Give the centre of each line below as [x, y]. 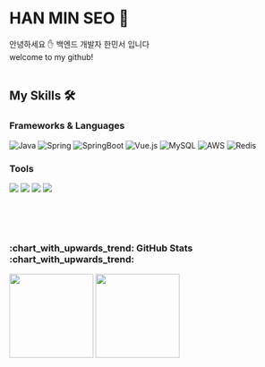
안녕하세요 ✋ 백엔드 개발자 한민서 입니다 [80, 44]
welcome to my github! [51, 56]
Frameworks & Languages [67, 126]
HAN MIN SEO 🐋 [69, 18]
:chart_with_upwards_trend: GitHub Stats [101, 248]
